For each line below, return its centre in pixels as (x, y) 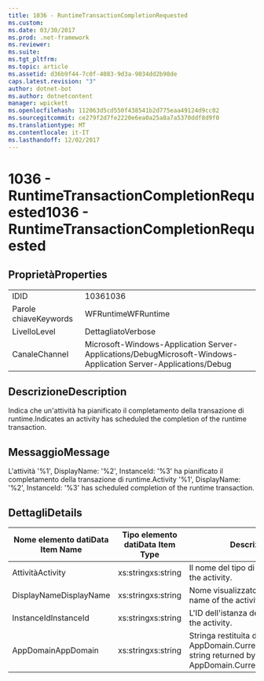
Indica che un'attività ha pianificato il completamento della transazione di (126, 411)
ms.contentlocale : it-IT (49, 132)
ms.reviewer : (29, 45)
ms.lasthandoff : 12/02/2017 (54, 140)
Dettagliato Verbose (120, 331)
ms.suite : (24, 52)
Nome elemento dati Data (61, 539)
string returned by (222, 655)
